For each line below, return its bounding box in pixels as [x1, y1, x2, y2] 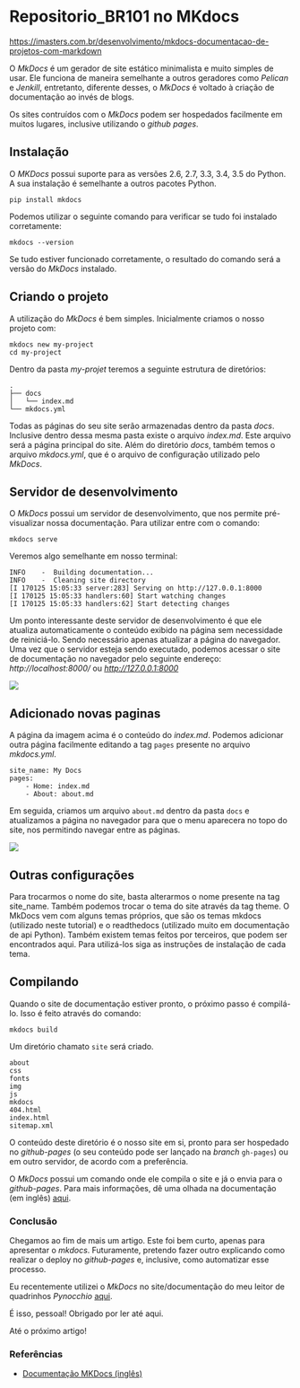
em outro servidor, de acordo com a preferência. [9, 1155, 189, 1166]
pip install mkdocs [9, 195, 82, 204]
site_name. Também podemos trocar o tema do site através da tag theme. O [9, 900, 289, 911]
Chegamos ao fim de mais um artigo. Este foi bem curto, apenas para [9, 1235, 266, 1246]
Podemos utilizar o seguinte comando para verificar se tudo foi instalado [9, 211, 278, 222]
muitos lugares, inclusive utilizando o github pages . [9, 119, 199, 129]
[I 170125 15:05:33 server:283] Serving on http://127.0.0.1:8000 [9, 584, 262, 593]
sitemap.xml [9, 1120, 54, 1130]
